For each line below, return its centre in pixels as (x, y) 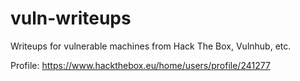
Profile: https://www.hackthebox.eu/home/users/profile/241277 (140, 65)
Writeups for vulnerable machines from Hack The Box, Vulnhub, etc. (151, 46)
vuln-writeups (71, 18)
